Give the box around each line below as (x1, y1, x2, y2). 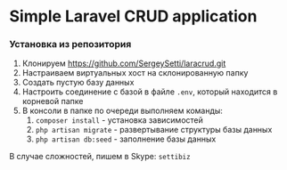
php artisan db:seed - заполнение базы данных (35, 134, 217, 144)
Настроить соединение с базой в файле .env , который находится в (21, 86, 278, 97)
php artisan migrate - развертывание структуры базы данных (35, 125, 273, 135)
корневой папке (21, 96, 84, 107)
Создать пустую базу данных (21, 77, 135, 88)
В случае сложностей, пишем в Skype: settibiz (9, 151, 191, 162)
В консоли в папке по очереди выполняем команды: (21, 105, 223, 117)
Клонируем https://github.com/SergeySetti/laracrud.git (21, 58, 226, 69)
